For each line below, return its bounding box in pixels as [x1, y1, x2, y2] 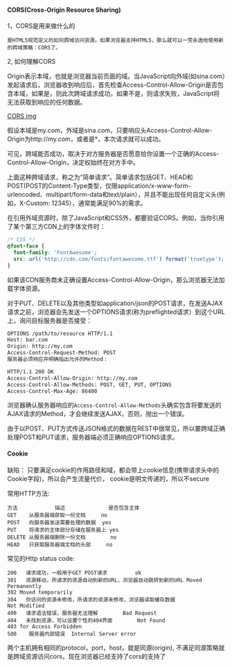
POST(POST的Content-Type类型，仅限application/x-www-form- [7, 182, 191, 190]
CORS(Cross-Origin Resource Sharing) [7, 6, 121, 14]
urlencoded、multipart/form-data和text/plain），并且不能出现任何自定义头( [7, 191, 220, 199]
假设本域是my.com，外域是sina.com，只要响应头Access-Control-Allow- [7, 126, 213, 135]
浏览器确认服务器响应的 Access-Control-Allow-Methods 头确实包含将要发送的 [7, 401, 222, 409]
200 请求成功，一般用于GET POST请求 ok [7, 569, 142, 576]
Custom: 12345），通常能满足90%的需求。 [26, 199, 147, 207]
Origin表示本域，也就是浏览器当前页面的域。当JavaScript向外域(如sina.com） [7, 72, 226, 80]
